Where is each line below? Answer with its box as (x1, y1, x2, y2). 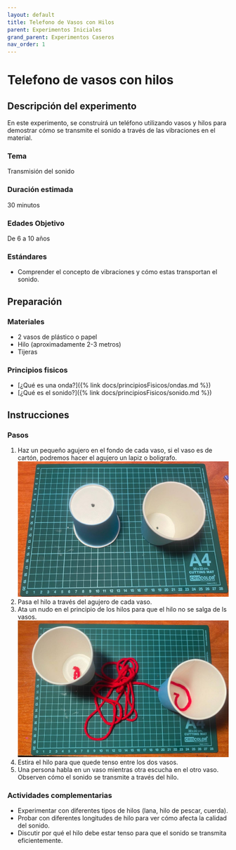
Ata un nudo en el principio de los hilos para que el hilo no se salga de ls (17, 605, 227, 613)
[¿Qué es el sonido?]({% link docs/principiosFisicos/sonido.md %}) (17, 389, 212, 397)
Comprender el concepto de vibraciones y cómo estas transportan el (17, 268, 218, 276)
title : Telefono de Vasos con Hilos (7, 18, 114, 26)
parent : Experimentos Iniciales (7, 26, 102, 33)
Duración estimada (7, 185, 74, 195)
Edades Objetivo (7, 218, 65, 228)
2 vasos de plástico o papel (17, 333, 98, 341)
